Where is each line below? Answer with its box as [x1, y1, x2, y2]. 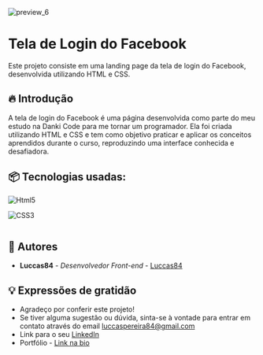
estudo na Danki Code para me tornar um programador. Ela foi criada [8, 121, 232, 131]
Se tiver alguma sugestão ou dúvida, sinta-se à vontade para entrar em [19, 313, 250, 323]
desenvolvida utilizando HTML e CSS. [8, 69, 131, 79]
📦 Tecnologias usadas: [8, 170, 126, 184]
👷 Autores [8, 240, 58, 253]
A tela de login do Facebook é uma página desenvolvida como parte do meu [8, 113, 256, 122]
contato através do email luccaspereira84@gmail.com [19, 321, 195, 331]
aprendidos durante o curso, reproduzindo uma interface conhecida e [8, 138, 235, 147]
